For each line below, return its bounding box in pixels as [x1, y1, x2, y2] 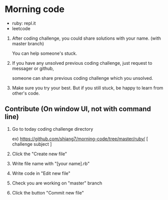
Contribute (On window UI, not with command [5, 105, 151, 114]
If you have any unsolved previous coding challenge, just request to [12, 60, 152, 66]
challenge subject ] [12, 141, 52, 147]
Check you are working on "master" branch [12, 180, 103, 186]
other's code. [12, 90, 40, 96]
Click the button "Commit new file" [12, 189, 84, 195]
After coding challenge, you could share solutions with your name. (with [12, 35, 161, 41]
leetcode [12, 25, 31, 31]
